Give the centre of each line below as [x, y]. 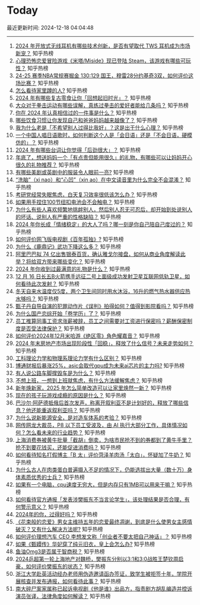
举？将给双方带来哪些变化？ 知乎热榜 [60, 261]
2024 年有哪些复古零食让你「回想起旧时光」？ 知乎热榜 [83, 98]
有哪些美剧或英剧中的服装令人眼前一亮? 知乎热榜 [74, 172]
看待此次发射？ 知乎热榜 [50, 284]
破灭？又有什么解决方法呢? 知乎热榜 [59, 529]
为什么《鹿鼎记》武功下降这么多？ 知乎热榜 [68, 246]
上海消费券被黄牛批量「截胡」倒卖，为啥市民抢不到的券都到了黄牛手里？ [104, 440]
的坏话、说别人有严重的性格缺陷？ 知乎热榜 [68, 217]
